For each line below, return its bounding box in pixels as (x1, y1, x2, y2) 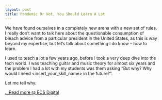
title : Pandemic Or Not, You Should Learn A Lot (5, 12, 105, 17)
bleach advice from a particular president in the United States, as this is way (5, 35, 158, 41)
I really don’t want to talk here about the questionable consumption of (5, 30, 144, 36)
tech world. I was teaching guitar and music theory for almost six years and (5, 60, 156, 66)
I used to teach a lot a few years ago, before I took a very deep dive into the (5, 55, 156, 61)
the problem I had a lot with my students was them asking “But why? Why (5, 65, 152, 71)
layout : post (5, 7, 32, 12)
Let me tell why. (5, 80, 37, 85)
